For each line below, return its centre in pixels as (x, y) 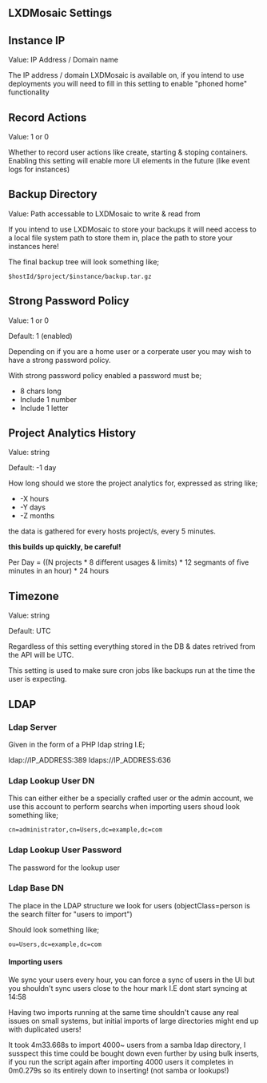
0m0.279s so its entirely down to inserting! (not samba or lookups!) (119, 1071)
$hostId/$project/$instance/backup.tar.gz (80, 276)
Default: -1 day (32, 468)
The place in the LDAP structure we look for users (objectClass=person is (129, 905)
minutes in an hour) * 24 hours (59, 571)
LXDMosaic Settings (60, 13)
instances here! (34, 246)
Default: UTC (30, 631)
